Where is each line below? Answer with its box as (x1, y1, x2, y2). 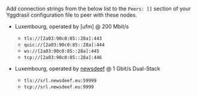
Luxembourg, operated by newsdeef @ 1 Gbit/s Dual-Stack (14, 65, 160, 72)
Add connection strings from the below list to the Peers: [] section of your (6, 5, 191, 12)
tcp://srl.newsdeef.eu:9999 (23, 84, 94, 90)
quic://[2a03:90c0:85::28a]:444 (23, 42, 105, 48)
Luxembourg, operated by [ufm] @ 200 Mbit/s (14, 23, 129, 30)
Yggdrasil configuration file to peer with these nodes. (6, 11, 138, 18)
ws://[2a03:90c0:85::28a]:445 (23, 48, 100, 54)
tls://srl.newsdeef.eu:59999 (23, 78, 97, 83)
